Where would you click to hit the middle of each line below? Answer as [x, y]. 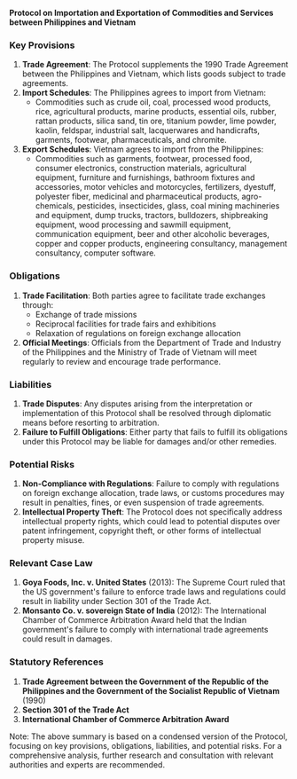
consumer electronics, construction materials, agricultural [141, 169]
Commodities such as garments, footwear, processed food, [144, 159]
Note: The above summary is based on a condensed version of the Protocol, [148, 736]
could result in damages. [67, 639]
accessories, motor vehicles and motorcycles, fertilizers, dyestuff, [156, 187]
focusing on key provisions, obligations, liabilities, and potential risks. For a [145, 745]
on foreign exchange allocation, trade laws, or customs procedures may [153, 493]
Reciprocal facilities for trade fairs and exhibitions [126, 324]
